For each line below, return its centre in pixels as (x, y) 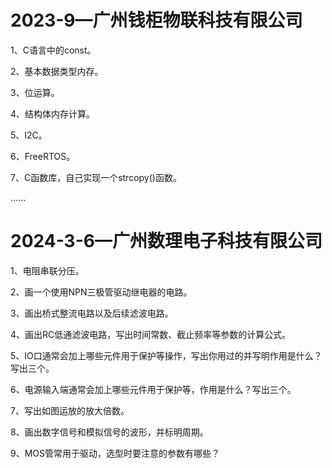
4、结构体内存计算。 (53, 113)
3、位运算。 (35, 92)
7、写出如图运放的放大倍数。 (70, 410)
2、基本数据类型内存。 (57, 71)
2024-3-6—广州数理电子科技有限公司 (166, 241)
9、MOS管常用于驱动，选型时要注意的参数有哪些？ (115, 453)
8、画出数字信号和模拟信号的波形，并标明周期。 (109, 432)
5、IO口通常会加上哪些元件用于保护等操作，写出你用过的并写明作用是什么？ (166, 355)
